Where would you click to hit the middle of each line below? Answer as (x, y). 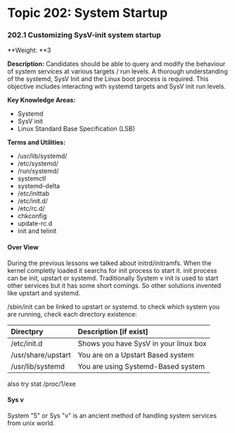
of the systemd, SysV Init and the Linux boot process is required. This (108, 79)
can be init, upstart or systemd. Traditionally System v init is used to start (113, 278)
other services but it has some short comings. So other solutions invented (114, 285)
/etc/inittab (33, 194)
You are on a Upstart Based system (136, 355)
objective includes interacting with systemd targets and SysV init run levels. (117, 87)
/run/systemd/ (38, 171)
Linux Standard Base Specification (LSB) (76, 129)
